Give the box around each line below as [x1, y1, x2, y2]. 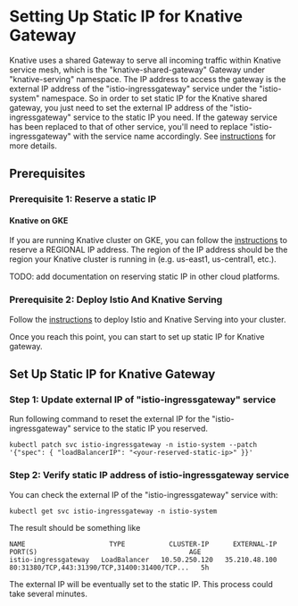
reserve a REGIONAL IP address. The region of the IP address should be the [9, 244, 288, 256]
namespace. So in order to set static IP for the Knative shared [41, 92, 268, 104]
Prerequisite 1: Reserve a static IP [9, 193, 157, 206]
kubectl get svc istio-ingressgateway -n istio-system [9, 507, 218, 516]
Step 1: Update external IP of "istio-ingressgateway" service [9, 393, 277, 406]
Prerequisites [9, 166, 86, 181]
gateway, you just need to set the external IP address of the [9, 102, 228, 113]
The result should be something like [9, 522, 141, 533]
